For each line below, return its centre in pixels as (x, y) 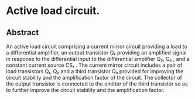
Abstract (23, 33)
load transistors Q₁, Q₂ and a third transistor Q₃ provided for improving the (95, 71)
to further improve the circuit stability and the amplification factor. (85, 90)
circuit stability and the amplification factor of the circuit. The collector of (94, 78)
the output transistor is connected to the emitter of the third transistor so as (97, 84)
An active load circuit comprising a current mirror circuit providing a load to (97, 46)
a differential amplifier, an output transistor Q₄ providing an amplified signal (96, 53)
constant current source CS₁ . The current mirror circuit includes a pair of (94, 65)
